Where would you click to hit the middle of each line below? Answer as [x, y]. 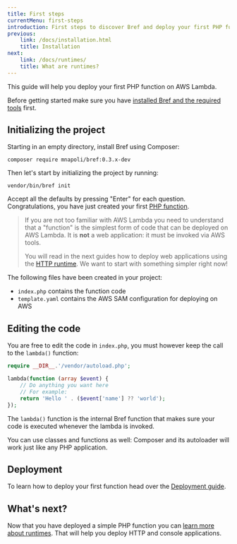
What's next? [37, 508]
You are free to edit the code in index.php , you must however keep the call [115, 345]
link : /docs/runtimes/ [53, 60]
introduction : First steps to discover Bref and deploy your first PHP [115, 27]
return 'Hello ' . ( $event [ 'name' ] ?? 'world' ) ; [93, 398]
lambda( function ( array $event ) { [58, 379]
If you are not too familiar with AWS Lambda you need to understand [124, 220]
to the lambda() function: [43, 353]
